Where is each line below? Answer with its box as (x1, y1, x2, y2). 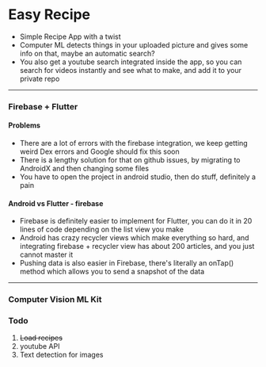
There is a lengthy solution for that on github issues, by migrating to (19, 155, 241, 165)
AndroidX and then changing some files (19, 164, 149, 174)
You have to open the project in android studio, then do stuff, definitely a (19, 172, 256, 182)
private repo (19, 74, 60, 83)
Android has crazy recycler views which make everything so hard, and (19, 233, 249, 243)
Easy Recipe (8, 6, 91, 24)
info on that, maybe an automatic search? (19, 48, 156, 58)
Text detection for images (19, 350, 104, 360)
